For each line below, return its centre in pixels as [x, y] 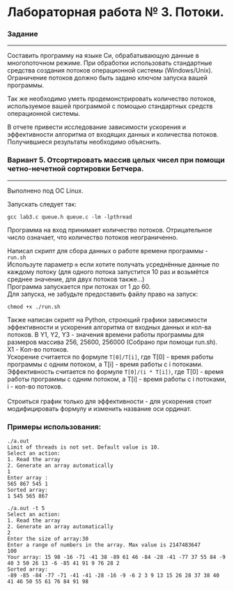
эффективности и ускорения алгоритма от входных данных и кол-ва [109, 327]
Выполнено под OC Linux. [45, 190]
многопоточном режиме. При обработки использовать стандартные [110, 63]
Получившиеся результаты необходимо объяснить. [84, 142]
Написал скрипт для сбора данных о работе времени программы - [108, 250]
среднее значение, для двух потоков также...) [76, 279]
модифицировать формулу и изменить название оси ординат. [99, 408]
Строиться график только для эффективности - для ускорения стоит [110, 401]
